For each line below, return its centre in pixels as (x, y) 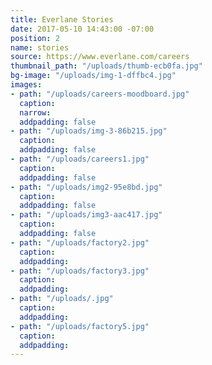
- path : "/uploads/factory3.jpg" (80, 271)
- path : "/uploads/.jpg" (62, 299)
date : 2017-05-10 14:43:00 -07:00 (82, 29)
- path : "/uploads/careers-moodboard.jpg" (100, 94)
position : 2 (35, 38)
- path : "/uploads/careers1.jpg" (80, 159)
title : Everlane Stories (62, 19)
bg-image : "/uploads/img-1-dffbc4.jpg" (93, 76)
